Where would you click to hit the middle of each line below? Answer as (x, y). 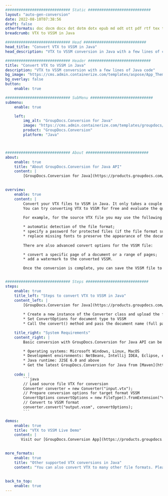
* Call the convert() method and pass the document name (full (90, 324)
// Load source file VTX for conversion (66, 384)
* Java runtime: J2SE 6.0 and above (61, 360)
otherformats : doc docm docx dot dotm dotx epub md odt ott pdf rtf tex (82, 29)
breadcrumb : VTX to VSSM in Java (40, 33)
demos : (12, 421)
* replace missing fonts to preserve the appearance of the (87, 236)
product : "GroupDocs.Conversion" (58, 130)
